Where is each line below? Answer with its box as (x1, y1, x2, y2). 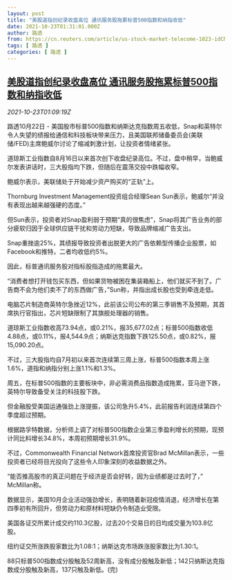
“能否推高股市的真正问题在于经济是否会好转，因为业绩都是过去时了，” (7, 471, 204, 480)
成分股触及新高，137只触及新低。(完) (12, 565, 119, 574)
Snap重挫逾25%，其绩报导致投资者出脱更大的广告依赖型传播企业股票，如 (7, 238, 217, 247)
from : (7, 36, 23, 43)
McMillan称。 (7, 480, 46, 489)
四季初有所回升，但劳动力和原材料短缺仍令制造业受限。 (7, 504, 164, 512)
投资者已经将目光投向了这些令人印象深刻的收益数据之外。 (7, 457, 171, 465)
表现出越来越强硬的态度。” (12, 200, 86, 209)
